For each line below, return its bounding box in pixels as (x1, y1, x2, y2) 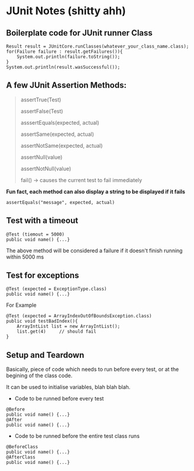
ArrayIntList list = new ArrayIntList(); (17, 323, 120, 330)
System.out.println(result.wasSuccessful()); (6, 64, 120, 70)
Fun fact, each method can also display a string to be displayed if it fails (6, 188, 185, 195)
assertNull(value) (20, 153, 63, 161)
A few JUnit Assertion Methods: (6, 80, 127, 90)
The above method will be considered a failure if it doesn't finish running (6, 247, 183, 254)
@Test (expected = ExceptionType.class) (6, 286, 108, 292)
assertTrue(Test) (20, 96, 62, 103)
